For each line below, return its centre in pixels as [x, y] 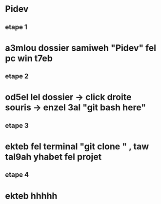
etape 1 [16, 27]
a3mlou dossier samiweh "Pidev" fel [81, 48]
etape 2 [17, 76]
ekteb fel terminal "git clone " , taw [77, 146]
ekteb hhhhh [31, 196]
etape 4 [17, 175]
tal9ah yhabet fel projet [53, 157]
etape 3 [17, 125]
